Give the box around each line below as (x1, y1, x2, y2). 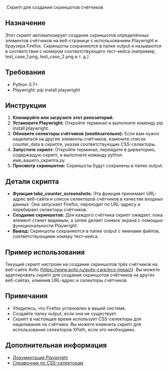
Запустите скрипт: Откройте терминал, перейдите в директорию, (12, 147, 156, 153)
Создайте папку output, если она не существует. (12, 310, 117, 316)
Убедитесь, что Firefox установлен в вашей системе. (12, 305, 127, 311)
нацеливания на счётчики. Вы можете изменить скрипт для (12, 321, 141, 327)
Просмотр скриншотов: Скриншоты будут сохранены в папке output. (12, 163, 163, 169)
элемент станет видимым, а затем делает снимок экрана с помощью (12, 217, 163, 223)
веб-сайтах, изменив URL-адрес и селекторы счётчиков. (5, 277, 128, 284)
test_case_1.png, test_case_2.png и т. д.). (5, 53, 91, 59)
